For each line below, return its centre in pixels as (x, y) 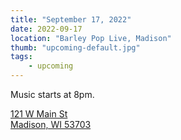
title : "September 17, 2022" (71, 19)
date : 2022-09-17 (46, 29)
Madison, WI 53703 (51, 124)
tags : (21, 57)
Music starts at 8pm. (52, 94)
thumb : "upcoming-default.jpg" (75, 47)
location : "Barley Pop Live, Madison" (91, 38)
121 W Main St (39, 114)
